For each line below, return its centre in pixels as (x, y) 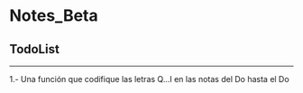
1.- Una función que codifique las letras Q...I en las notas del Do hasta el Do (150, 79)
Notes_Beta (54, 16)
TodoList (35, 49)
